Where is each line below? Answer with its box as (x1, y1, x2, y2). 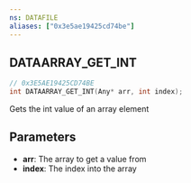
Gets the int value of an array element (9, 104, 150, 114)
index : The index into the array (22, 163, 137, 174)
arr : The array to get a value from (22, 153, 147, 164)
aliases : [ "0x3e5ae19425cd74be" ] (9, 22, 135, 31)
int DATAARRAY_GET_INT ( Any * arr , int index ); (9, 87, 183, 96)
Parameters (9, 130, 77, 145)
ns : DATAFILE (9, 13, 59, 23)
